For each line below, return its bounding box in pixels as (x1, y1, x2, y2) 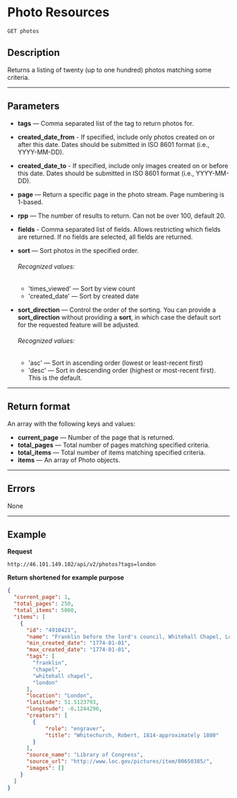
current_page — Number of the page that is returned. (17, 433, 175, 442)
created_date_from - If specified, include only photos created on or (17, 132, 215, 141)
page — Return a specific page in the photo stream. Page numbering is (17, 190, 224, 199)
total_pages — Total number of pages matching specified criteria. (17, 440, 210, 449)
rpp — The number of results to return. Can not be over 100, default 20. (17, 211, 226, 220)
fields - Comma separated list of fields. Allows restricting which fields (17, 225, 221, 233)
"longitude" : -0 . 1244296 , (25, 705, 102, 712)
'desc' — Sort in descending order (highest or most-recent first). (28, 365, 217, 375)
